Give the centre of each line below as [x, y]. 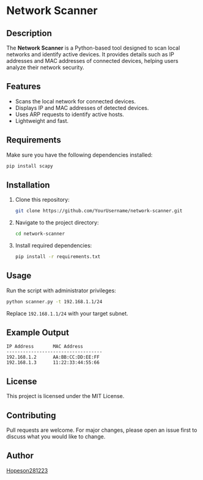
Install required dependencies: [54, 246]
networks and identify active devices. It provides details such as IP [90, 54]
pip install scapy [30, 166]
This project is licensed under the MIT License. [65, 396]
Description [29, 33]
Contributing [31, 415]
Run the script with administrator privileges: [61, 290]
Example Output [38, 333]
